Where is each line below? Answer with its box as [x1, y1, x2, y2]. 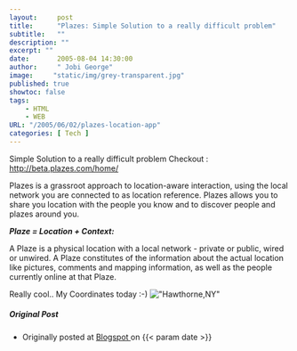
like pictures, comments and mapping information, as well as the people [9, 262, 273, 273]
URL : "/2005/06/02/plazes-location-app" [9, 121, 162, 130]
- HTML [25, 104, 50, 113]
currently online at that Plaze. [9, 271, 117, 282]
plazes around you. [9, 208, 80, 219]
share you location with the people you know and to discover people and [9, 199, 276, 209]
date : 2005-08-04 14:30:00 [9, 54, 133, 63]
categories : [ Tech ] [9, 129, 90, 138]
